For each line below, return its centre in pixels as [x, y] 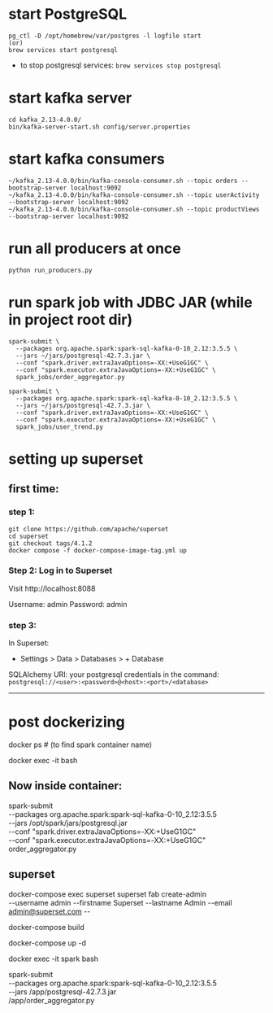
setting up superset [76, 458]
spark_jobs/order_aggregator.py [71, 377]
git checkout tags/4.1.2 [50, 543]
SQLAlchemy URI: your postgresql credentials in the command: [114, 675]
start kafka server [70, 98]
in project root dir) [70, 319]
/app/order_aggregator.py [52, 1000]
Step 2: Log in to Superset [61, 570]
